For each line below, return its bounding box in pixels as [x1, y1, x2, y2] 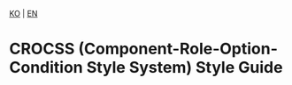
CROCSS [9, 39, 75, 59]
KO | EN [9, 9, 38, 18]
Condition [9, 58, 83, 78]
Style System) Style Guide [86, 58, 283, 78]
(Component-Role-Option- [78, 39, 279, 59]
